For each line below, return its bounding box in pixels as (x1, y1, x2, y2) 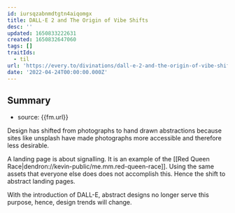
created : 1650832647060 (7, 36, 77, 43)
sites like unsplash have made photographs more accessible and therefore (7, 134, 222, 142)
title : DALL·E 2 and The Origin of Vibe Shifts (7, 17, 149, 24)
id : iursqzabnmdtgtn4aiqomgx (7, 10, 92, 17)
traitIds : (7, 50, 36, 57)
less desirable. (7, 141, 50, 150)
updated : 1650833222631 (7, 29, 77, 37)
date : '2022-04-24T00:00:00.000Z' (7, 68, 108, 75)
